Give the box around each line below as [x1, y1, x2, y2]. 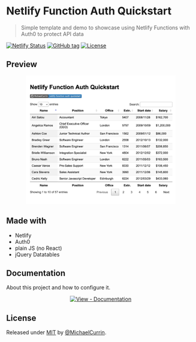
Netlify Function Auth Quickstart [6, 4, 172, 18]
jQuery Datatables [14, 250, 60, 258]
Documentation [6, 268, 66, 278]
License [6, 313, 37, 323]
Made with [6, 216, 47, 226]
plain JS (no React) [14, 244, 62, 252]
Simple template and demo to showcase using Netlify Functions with [20, 24, 190, 31]
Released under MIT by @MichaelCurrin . [6, 329, 107, 336]
